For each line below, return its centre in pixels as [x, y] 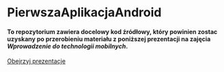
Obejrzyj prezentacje [37, 61]
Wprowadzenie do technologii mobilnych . [68, 46]
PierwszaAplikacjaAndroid [84, 13]
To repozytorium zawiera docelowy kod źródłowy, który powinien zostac [112, 31]
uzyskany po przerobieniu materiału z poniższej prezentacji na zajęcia [109, 39]
